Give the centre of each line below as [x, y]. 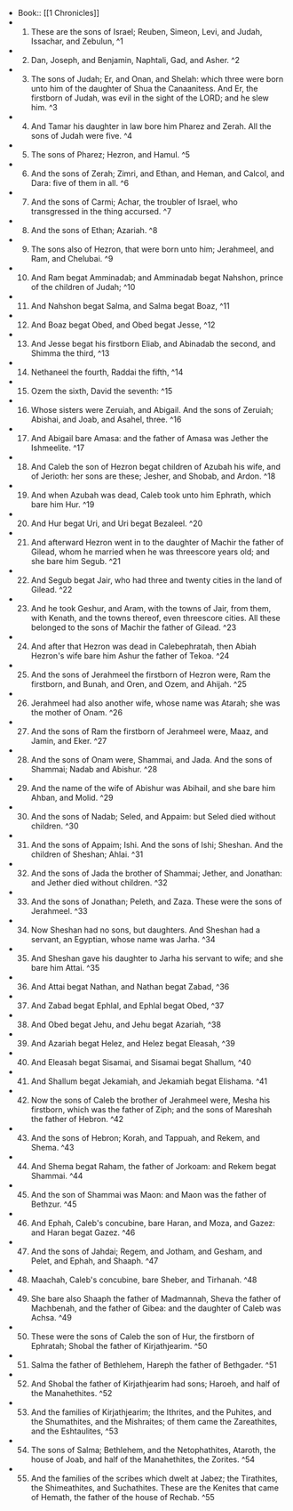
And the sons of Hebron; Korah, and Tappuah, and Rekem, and [145, 1138]
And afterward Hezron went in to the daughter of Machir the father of [157, 542]
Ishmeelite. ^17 [58, 448]
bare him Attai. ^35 [65, 968]
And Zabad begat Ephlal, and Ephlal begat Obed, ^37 [127, 1006]
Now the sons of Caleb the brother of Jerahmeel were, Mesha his [150, 1100]
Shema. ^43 [52, 1147]
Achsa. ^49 [51, 1317]
